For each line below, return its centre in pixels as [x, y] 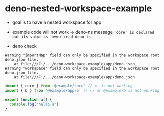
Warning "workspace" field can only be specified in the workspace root [82, 68]
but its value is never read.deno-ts [52, 37]
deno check [25, 46]
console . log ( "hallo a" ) [34, 104]
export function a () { [29, 100]
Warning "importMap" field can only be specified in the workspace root [82, 55]
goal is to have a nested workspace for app [57, 22]
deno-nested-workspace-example [79, 9]
